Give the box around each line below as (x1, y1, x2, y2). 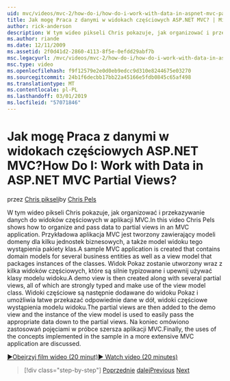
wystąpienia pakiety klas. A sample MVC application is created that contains (7, 245, 220, 253)
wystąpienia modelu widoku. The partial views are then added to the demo (7, 303, 216, 311)
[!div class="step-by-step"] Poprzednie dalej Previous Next (23, 366, 190, 374)
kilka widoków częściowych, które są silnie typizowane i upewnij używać (7, 267, 212, 275)
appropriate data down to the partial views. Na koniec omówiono (7, 317, 190, 325)
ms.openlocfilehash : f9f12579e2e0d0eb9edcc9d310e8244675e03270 (7, 67, 192, 74)
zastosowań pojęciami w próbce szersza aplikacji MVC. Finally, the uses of (7, 325, 217, 333)
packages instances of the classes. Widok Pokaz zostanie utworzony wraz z (7, 259, 223, 267)
